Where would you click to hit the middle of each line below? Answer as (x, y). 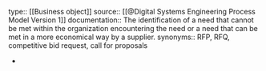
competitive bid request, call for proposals (78, 45)
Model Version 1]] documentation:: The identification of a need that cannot (131, 20)
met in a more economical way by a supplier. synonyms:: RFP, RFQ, (119, 37)
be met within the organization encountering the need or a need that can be (133, 28)
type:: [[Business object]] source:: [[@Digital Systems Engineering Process (132, 12)
